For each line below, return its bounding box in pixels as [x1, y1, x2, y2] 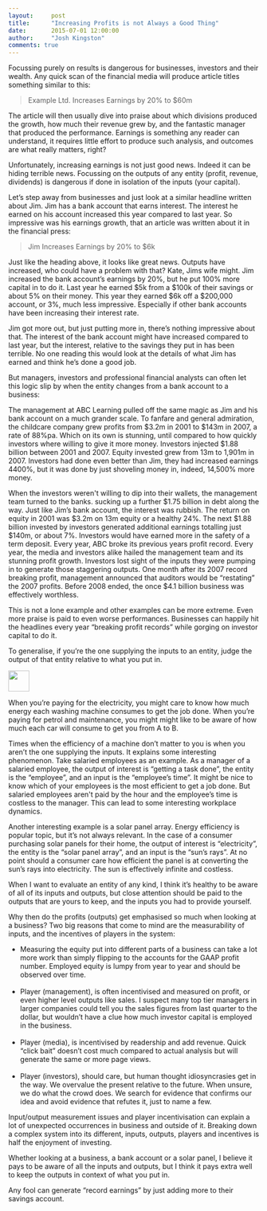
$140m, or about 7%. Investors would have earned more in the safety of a [8, 531, 250, 540]
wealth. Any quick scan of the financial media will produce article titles [8, 72, 240, 81]
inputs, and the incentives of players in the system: [8, 929, 175, 939]
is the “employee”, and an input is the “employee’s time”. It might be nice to [8, 773, 253, 782]
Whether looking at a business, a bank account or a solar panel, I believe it [8, 1153, 253, 1163]
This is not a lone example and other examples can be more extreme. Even [8, 605, 253, 615]
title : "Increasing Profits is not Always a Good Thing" [8, 19, 219, 27]
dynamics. [8, 806, 42, 817]
